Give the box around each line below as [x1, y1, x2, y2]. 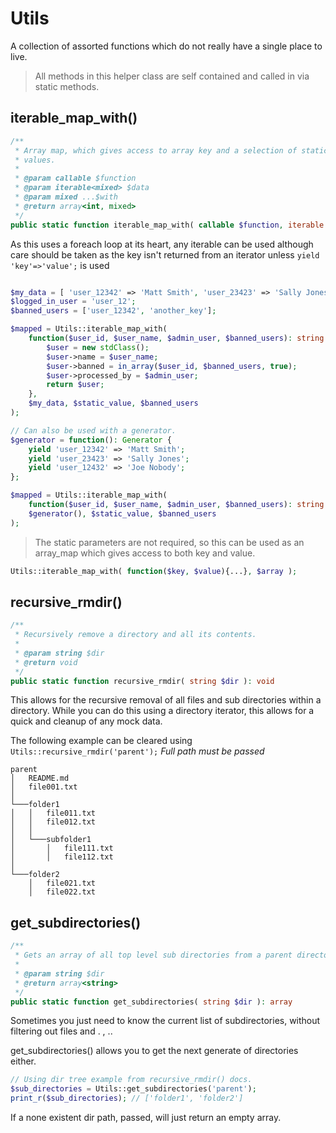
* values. [14, 155, 56, 165]
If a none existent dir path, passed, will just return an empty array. [10, 1112, 282, 1123]
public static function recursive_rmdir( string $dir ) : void [10, 676, 275, 686]
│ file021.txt [28, 878, 97, 889]
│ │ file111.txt [10, 843, 114, 854]
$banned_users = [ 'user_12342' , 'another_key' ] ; [10, 306, 217, 316]
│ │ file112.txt [10, 852, 114, 862]
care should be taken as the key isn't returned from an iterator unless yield [10, 248, 320, 261]
